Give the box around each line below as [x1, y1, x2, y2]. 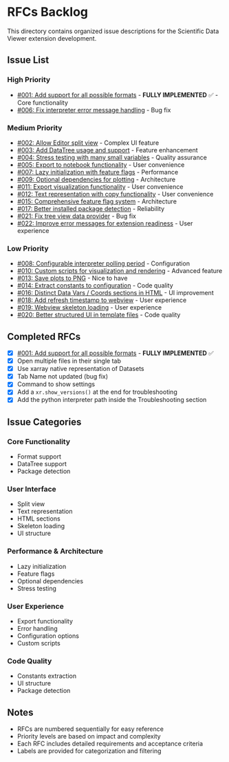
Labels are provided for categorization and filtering [17, 747, 162, 755]
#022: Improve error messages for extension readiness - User [17, 219, 193, 228]
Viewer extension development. [7, 34, 97, 42]
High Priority [7, 75, 51, 85]
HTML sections [17, 514, 61, 523]
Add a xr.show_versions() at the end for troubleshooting [17, 388, 177, 397]
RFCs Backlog [7, 4, 88, 20]
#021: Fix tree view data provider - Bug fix [17, 212, 136, 220]
